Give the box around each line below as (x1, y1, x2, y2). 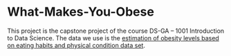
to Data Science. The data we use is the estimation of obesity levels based (7, 33, 219, 42)
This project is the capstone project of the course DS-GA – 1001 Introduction (7, 27, 225, 35)
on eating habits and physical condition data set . (7, 41, 145, 49)
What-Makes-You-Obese (7, 4, 154, 20)
